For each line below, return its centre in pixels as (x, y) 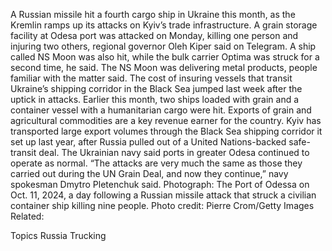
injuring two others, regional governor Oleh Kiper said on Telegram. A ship (163, 46)
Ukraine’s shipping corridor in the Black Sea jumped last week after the (156, 88)
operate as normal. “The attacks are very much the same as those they (156, 163)
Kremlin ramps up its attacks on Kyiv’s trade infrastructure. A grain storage (164, 25)
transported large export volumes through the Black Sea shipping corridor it (166, 131)
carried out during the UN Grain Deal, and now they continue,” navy (149, 173)
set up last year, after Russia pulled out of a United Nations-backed (148, 142)
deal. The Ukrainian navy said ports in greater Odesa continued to (174, 152)
